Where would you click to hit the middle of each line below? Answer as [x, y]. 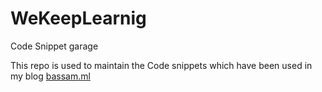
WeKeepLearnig [78, 18]
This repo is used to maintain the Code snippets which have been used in [161, 65]
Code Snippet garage [54, 46]
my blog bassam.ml [50, 76]
